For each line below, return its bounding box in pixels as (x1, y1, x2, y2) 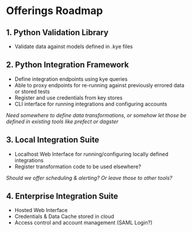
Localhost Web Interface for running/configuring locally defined (14, 151, 169, 158)
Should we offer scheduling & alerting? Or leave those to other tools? (6, 174, 173, 181)
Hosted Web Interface (14, 207, 68, 214)
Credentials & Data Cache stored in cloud (14, 213, 114, 220)
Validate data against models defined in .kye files (14, 43, 133, 50)
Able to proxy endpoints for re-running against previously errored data (14, 81, 184, 88)
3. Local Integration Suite (6, 135, 100, 145)
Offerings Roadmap (6, 4, 104, 18)
